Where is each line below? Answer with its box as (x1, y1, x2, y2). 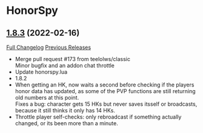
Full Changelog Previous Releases (6, 44, 92, 51)
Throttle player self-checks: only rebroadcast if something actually (15, 113, 182, 120)
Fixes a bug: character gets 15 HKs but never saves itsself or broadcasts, (15, 100, 198, 108)
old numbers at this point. (15, 94, 79, 101)
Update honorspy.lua (15, 68, 68, 76)
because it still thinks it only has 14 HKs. (15, 107, 116, 114)
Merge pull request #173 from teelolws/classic (15, 56, 130, 62)
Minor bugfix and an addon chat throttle (15, 62, 115, 69)
